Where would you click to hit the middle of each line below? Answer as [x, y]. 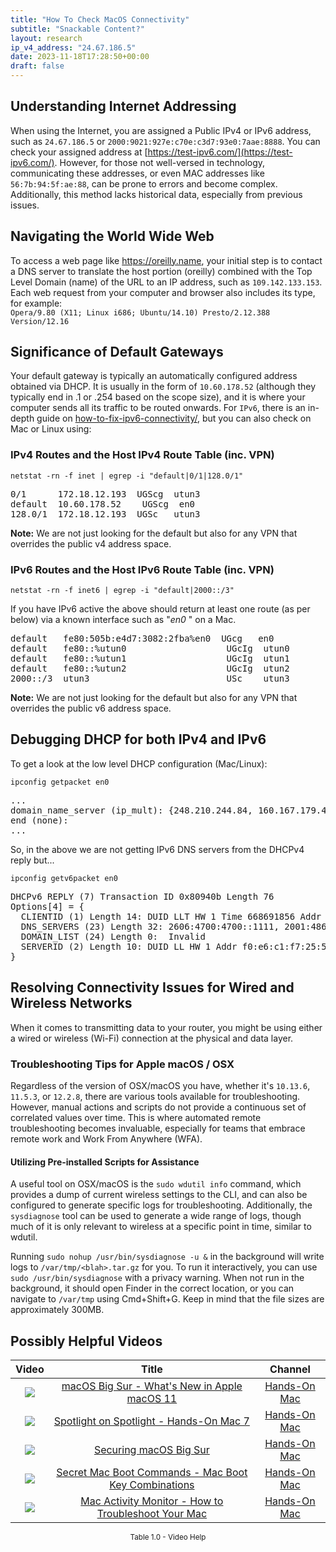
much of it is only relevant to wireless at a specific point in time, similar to [161, 1227]
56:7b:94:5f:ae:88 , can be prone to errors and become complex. [144, 183]
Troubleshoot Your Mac [152, 1513]
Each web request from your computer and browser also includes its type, [163, 292]
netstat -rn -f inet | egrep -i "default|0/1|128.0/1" [127, 476]
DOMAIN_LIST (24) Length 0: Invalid [113, 936]
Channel [290, 1369]
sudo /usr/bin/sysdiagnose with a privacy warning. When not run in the [157, 1278]
